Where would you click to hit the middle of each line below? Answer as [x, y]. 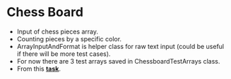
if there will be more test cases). [64, 54]
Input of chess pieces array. [58, 31]
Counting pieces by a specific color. [69, 38]
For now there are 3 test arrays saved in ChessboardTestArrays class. [118, 61]
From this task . [39, 69]
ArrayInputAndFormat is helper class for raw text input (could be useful [120, 46]
